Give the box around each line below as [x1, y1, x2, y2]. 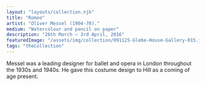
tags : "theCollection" [6, 43, 64, 49]
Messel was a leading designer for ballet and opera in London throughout [6, 59, 192, 67]
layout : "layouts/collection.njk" [6, 9, 95, 15]
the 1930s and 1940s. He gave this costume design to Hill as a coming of [6, 66, 190, 73]
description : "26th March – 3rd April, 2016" [6, 32, 124, 38]
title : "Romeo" [6, 15, 45, 21]
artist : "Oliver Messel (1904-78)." [6, 20, 100, 26]
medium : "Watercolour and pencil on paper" [6, 26, 120, 32]
